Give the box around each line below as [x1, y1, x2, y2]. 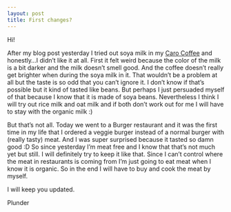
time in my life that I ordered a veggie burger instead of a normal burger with [7, 128, 224, 136]
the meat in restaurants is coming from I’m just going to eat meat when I [7, 157, 212, 165]
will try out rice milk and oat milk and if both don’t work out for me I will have [7, 100, 224, 108]
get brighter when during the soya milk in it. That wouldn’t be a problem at [7, 70, 218, 79]
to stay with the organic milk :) [7, 107, 93, 116]
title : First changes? [7, 17, 72, 23]
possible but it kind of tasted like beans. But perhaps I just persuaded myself [7, 85, 225, 94]
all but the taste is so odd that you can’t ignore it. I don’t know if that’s [7, 78, 205, 86]
